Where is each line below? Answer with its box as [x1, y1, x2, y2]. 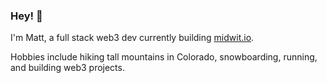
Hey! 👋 [10, 9, 43, 23]
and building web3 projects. [10, 62, 125, 74]
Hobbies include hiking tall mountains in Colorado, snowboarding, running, [10, 51, 318, 63]
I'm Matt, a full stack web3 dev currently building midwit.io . [10, 32, 255, 44]
